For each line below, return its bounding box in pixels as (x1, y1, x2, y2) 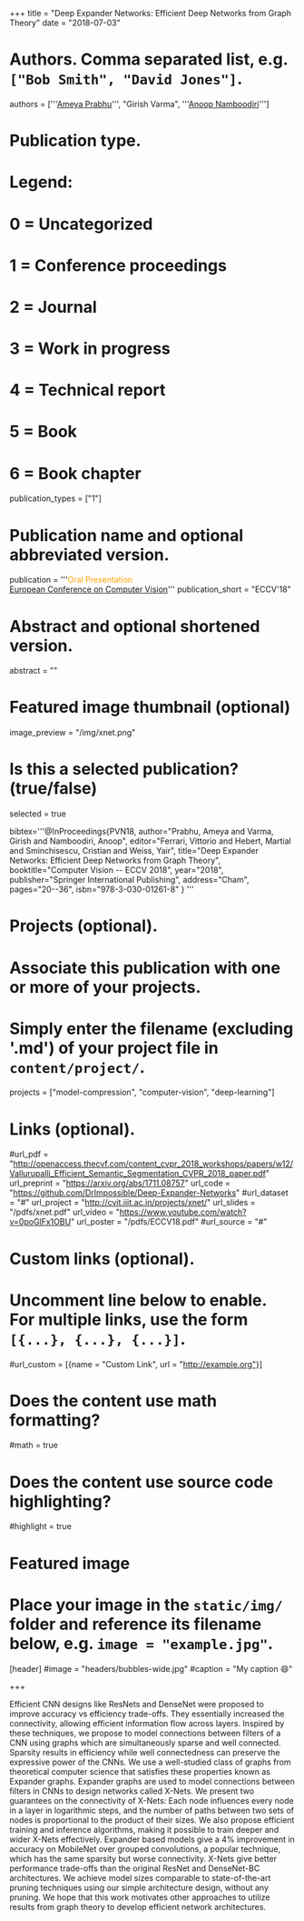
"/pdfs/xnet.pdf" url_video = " (9, 1206, 120, 1217)
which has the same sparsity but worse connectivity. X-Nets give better (9, 1853, 278, 1864)
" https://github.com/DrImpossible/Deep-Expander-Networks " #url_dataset (9, 1187, 289, 1198)
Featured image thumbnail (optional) (9, 697, 291, 717)
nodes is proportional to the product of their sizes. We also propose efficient (9, 1814, 295, 1826)
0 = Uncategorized (9, 214, 153, 235)
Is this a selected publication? (9, 759, 239, 780)
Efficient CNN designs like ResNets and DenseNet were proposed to (9, 1698, 265, 1709)
